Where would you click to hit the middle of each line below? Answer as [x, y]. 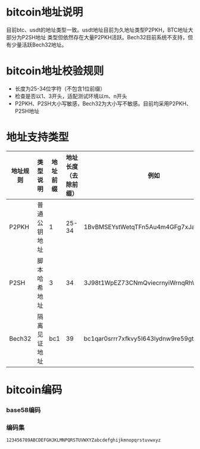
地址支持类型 [38, 137]
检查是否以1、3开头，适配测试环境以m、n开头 [71, 96]
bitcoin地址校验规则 [55, 71]
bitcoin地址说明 [45, 12]
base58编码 [24, 410]
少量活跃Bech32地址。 [39, 45]
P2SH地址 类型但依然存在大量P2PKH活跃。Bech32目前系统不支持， [105, 37]
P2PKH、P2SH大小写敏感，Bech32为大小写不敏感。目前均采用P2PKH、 [103, 103]
